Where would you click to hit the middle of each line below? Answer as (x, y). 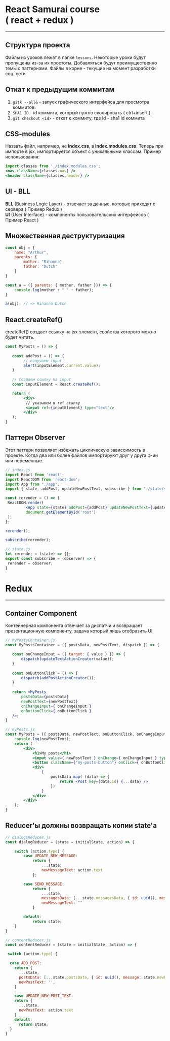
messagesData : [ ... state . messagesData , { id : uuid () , (99, 898)
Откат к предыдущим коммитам (60, 90)
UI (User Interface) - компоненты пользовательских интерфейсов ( (77, 214)
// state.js (18, 549)
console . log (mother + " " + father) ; (54, 290)
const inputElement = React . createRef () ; (56, 385)
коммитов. (24, 107)
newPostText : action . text (46, 1010)
